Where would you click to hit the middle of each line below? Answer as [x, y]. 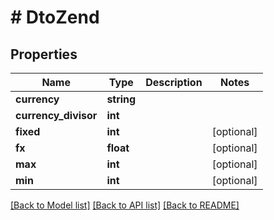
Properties [44, 54]
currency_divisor [56, 115]
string [121, 99]
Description [174, 82]
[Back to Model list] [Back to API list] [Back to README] [125, 205]
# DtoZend [55, 17]
